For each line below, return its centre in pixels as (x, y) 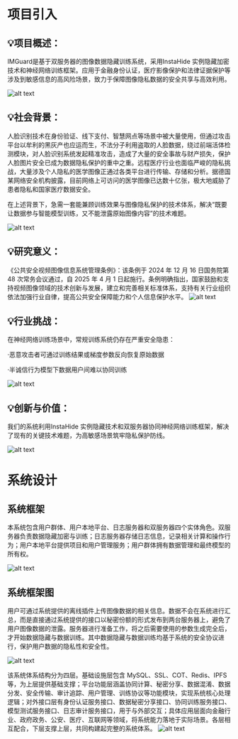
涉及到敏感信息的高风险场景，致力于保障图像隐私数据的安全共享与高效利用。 (119, 79)
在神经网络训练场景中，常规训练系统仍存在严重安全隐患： (91, 340)
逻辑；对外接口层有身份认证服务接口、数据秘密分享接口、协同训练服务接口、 (119, 702)
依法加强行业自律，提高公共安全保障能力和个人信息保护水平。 (97, 296)
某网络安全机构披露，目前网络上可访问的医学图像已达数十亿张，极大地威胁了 (119, 180)
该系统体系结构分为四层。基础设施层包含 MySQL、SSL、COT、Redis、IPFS (117, 675)
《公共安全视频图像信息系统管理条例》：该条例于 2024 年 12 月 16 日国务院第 (118, 270)
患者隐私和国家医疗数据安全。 (51, 189)
